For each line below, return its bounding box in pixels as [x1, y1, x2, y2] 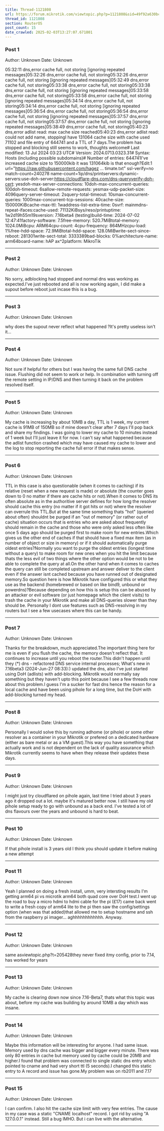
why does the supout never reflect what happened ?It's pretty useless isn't [5, 324, 156, 330]
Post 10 [5, 825, 23, 832]
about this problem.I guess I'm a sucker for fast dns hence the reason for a [5, 682, 155, 687]
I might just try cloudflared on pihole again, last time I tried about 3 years [5, 793, 151, 799]
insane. [5, 1005, 20, 1011]
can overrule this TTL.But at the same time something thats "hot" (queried [5, 509, 154, 515]
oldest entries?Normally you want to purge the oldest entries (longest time [5, 545, 155, 551]
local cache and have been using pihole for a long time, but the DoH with [5, 686, 151, 693]
